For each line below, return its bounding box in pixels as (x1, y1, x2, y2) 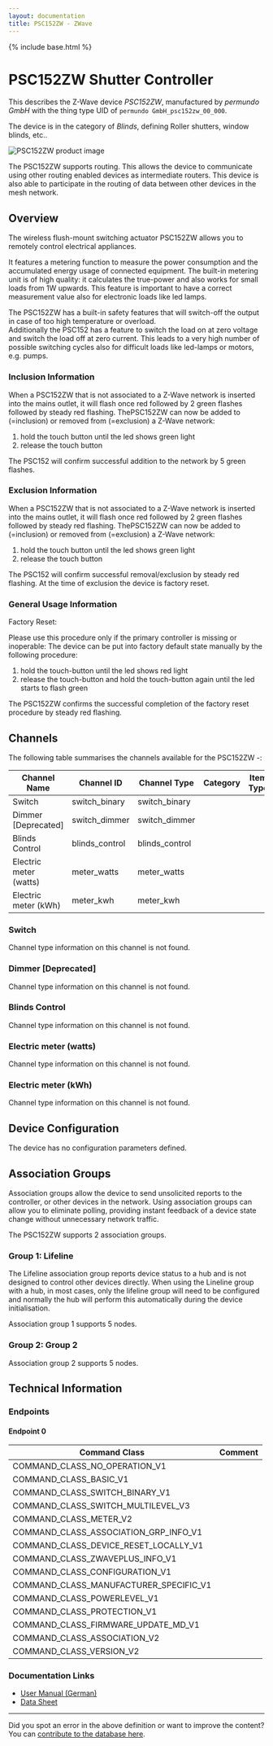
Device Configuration (8, 1121, 119, 1136)
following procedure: (8, 650, 78, 660)
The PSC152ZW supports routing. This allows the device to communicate (8, 162, 253, 172)
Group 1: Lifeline (8, 1250, 74, 1262)
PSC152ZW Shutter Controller (8, 70, 214, 89)
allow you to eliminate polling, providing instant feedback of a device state (8, 1206, 257, 1215)
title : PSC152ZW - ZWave (8, 20, 93, 28)
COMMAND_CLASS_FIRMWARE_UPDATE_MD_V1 (12, 1619, 201, 1630)
